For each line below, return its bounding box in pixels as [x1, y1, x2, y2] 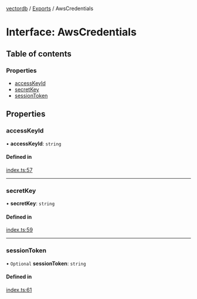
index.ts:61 [6, 286, 32, 293]
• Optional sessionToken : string [6, 260, 86, 267]
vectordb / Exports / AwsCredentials [6, 5, 94, 12]
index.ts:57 [6, 167, 33, 174]
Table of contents [6, 49, 72, 59]
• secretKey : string [6, 200, 55, 207]
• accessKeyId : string [6, 140, 62, 147]
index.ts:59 [6, 226, 33, 233]
